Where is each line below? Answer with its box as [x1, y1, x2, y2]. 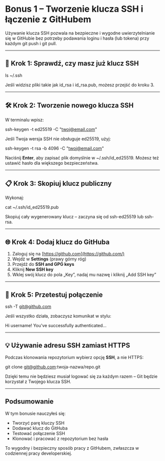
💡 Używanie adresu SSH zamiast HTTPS [5, 341, 130, 350]
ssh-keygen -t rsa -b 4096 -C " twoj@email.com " [5, 145, 104, 151]
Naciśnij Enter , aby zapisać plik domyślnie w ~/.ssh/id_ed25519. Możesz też [5, 154, 159, 160]
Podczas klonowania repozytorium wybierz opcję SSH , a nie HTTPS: [5, 354, 144, 360]
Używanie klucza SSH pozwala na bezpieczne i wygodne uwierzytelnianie [5, 30, 155, 36]
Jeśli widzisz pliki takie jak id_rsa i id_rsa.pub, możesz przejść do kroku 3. [5, 82, 155, 88]
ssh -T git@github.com [5, 304, 52, 309]
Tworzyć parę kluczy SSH [12, 420, 65, 426]
